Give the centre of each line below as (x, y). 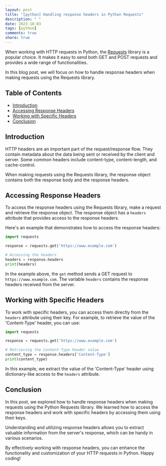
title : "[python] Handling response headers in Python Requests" (74, 14)
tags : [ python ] (21, 28)
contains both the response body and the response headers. (67, 180)
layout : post (19, 10)
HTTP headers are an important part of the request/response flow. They (79, 149)
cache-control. (20, 165)
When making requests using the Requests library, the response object (78, 174)
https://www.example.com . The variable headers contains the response (77, 279)
